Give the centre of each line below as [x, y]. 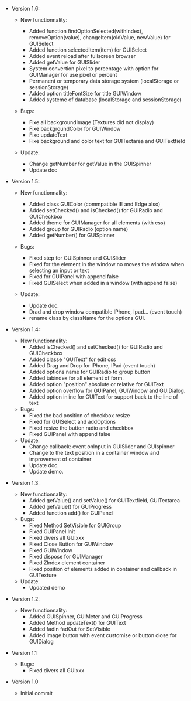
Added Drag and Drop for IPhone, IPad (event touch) [92, 365]
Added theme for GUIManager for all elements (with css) [97, 223]
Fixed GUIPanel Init [52, 532]
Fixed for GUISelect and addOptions [72, 422]
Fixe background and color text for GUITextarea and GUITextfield [107, 141]
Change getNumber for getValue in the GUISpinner [90, 164]
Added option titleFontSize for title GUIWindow [85, 93]
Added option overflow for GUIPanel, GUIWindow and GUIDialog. [107, 390]
